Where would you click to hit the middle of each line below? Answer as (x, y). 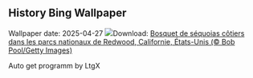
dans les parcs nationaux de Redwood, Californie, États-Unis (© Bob (122, 41)
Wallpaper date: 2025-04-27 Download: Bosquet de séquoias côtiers (126, 33)
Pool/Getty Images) (41, 50)
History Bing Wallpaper (67, 13)
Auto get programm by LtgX (54, 65)
